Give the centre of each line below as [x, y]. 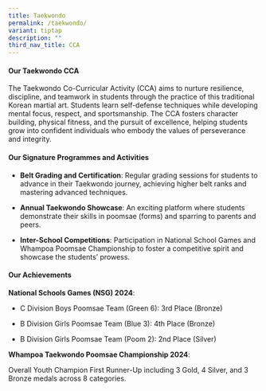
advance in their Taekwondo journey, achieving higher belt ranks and [133, 183]
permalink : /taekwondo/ [48, 23]
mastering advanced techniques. [74, 192]
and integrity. [30, 139]
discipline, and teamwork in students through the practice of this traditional [131, 97]
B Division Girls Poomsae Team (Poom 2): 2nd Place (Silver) [118, 338]
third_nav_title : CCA [44, 45]
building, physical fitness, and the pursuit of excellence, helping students [128, 122]
